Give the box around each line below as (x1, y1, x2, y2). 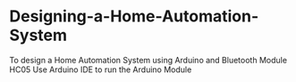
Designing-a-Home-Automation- (9, 6, 259, 27)
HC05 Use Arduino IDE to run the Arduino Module (9, 64, 192, 75)
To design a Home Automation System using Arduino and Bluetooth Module (9, 54, 288, 65)
